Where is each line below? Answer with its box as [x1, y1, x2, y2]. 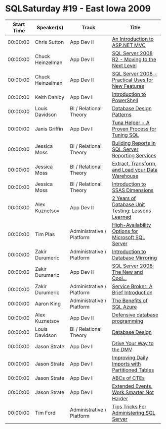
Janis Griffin [35, 125, 63, 132]
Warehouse [112, 172, 139, 179]
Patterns [112, 111, 132, 118]
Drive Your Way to [112, 340, 154, 347]
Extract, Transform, [112, 160, 157, 167]
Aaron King [35, 300, 61, 307]
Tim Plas [35, 231, 55, 238]
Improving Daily [112, 354, 148, 361]
